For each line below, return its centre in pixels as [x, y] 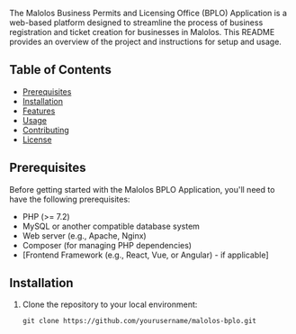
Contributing [45, 130]
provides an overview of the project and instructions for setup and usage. [145, 41]
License [37, 140]
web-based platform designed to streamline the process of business [136, 23]
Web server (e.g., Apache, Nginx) [84, 235]
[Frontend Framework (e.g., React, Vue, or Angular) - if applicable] [145, 255]
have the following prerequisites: [70, 199]
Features [39, 111]
